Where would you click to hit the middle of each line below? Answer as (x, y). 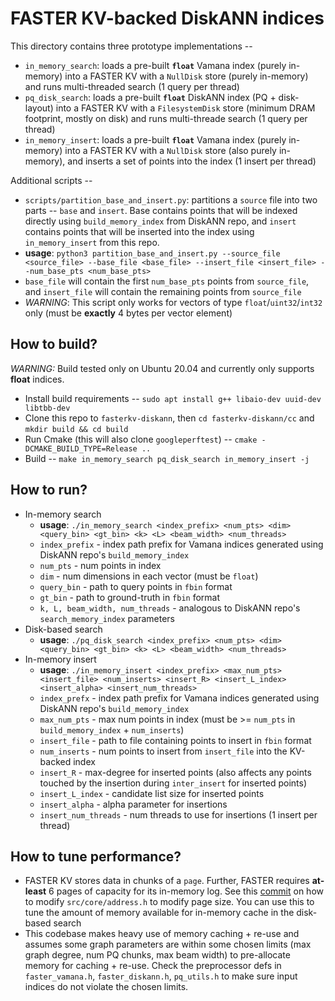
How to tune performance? (96, 856)
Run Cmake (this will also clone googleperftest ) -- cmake (141, 439)
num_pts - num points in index (100, 565)
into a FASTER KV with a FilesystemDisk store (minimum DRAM (185, 108)
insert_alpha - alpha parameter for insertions (133, 804)
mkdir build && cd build (76, 429)
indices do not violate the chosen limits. (106, 987)
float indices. (37, 379)
